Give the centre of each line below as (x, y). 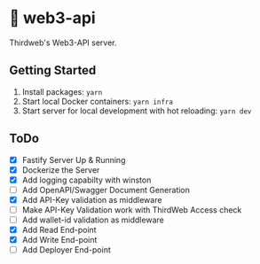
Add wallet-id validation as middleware (93, 220)
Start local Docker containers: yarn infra (97, 101)
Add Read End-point (59, 230)
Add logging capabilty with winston (87, 180)
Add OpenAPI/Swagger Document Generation (106, 190)
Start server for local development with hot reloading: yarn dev (137, 111)
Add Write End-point (59, 240)
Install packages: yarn (62, 91)
